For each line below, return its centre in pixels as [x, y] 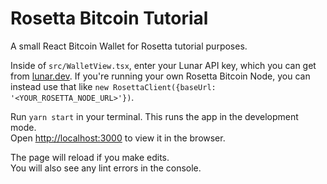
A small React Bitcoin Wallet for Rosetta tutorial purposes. [129, 46]
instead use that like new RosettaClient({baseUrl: [113, 86]
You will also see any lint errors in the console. [106, 168]
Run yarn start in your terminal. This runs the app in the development [154, 116]
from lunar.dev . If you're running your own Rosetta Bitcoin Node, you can [160, 76]
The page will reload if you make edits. [90, 157]
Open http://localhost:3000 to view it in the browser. [118, 138]
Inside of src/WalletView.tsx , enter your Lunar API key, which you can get [163, 65]
